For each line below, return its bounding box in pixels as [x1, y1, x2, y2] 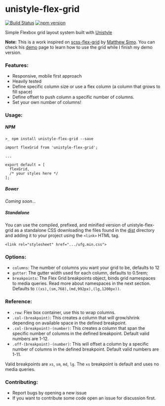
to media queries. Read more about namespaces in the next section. [12, 280, 151, 286]
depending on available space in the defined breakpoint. [12, 320, 127, 326]
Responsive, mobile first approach [12, 73, 82, 79]
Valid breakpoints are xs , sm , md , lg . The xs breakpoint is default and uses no [5, 361, 159, 367]
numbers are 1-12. [12, 335, 49, 342]
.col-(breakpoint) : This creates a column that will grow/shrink [12, 315, 140, 320]
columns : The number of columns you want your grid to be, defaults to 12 [12, 265, 160, 271]
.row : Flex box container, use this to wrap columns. [12, 309, 116, 315]
